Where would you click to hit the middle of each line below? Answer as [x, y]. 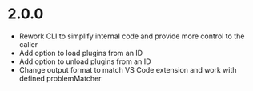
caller [28, 44]
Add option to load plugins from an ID [81, 53]
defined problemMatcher [60, 78]
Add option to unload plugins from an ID [85, 61]
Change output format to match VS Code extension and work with [128, 69]
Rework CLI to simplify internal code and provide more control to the [132, 36]
